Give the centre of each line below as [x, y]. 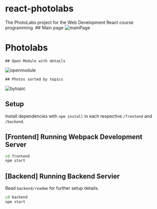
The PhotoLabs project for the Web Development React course [69, 22]
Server [16, 145]
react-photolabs [39, 9]
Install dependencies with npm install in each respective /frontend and [79, 116]
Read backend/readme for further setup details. [52, 188]
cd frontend [17, 156]
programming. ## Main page [34, 27]
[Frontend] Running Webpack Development [74, 137]
